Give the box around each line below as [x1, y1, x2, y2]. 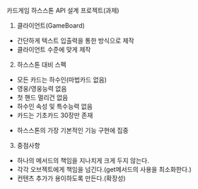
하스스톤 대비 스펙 [16, 60, 66, 69]
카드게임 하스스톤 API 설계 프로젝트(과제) [6, 6, 120, 14]
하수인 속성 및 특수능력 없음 [16, 102, 93, 110]
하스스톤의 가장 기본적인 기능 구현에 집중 [16, 126, 129, 134]
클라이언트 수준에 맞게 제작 [16, 45, 91, 53]
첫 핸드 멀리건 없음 [16, 93, 69, 102]
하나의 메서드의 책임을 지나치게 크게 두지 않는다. [16, 156, 149, 165]
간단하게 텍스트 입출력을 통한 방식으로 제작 [16, 36, 135, 45]
